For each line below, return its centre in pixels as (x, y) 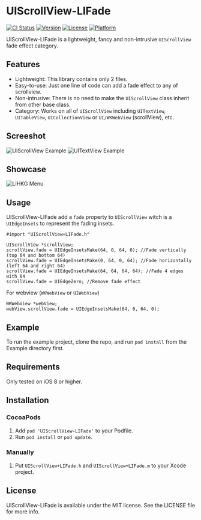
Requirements (33, 367)
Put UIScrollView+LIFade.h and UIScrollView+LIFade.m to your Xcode (100, 465)
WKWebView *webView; (32, 304)
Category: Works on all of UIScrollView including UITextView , (90, 111)
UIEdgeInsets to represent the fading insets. (60, 224)
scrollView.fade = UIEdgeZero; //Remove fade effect (73, 282)
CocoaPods (23, 417)
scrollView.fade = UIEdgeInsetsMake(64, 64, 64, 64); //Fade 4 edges (95, 271)
